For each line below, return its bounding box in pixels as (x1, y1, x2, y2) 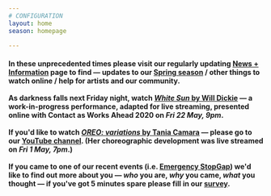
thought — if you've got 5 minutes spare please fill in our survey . (8, 178, 231, 188)
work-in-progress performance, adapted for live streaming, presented (8, 102, 249, 111)
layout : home (8, 19, 53, 27)
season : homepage (8, 27, 67, 35)
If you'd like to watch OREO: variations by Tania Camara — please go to (8, 127, 252, 137)
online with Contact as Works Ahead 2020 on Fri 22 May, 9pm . (8, 110, 224, 119)
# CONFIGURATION (8, 11, 63, 20)
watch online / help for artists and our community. (8, 76, 180, 85)
